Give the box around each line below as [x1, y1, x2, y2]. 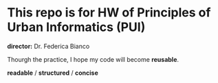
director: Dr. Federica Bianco [7, 42, 90, 50]
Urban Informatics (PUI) [7, 19, 146, 35]
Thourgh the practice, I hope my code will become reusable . [7, 55, 179, 63]
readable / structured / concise [7, 69, 98, 77]
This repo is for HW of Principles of [7, 5, 211, 21]
